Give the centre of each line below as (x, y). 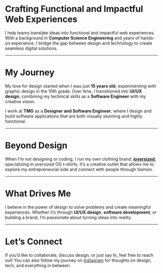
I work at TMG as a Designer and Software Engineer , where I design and (78, 111)
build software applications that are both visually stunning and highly (74, 116)
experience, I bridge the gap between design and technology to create (82, 43)
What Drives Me (38, 194)
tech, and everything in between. (38, 265)
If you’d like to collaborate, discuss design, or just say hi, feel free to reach (79, 255)
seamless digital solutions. (32, 48)
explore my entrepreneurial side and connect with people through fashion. (79, 169)
